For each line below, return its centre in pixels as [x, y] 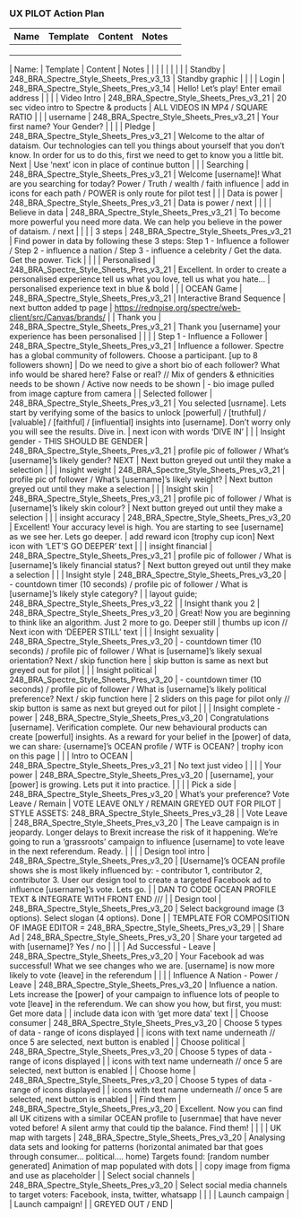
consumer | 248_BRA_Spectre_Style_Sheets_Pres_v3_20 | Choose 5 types [146, 1023]
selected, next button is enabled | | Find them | [95, 1100]
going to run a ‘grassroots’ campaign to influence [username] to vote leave [147, 842]
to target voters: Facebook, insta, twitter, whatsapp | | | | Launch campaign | [149, 1195]
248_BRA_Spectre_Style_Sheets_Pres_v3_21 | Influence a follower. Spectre [146, 346]
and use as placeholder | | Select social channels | [102, 1176]
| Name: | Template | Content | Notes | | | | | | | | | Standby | [117, 69]
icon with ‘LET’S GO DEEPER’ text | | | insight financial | [111, 547]
